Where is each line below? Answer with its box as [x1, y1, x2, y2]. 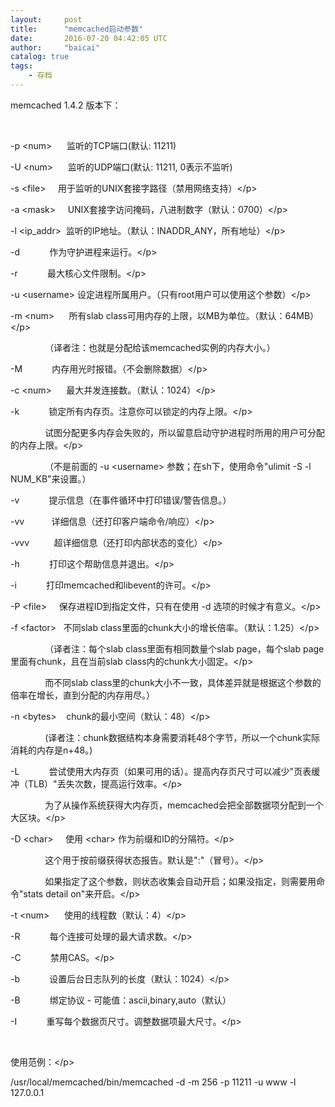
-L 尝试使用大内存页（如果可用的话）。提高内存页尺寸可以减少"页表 [10, 765, 312, 777]
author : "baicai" [10, 42, 101, 53]
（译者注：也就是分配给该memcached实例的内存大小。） [44, 341, 276, 353]
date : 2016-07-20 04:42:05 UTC [10, 33, 168, 43]
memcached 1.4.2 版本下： [10, 99, 122, 111]
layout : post [10, 14, 83, 25]
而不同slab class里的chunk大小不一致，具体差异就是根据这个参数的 [44, 676, 322, 688]
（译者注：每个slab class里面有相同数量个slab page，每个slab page [44, 642, 325, 655]
